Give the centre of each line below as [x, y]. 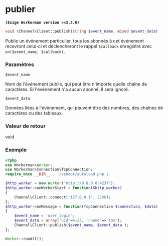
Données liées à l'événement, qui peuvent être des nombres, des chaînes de [84, 108]
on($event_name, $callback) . [35, 51]
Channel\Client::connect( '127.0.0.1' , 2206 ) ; [63, 197]
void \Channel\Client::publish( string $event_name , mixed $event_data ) [81, 31]
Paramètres [20, 64]
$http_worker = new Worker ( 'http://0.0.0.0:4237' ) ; [60, 183]
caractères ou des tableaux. [34, 113]
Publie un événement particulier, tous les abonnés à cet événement [75, 40]
